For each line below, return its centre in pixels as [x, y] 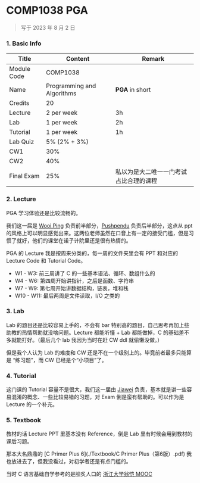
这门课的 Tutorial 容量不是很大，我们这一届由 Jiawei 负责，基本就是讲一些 [96, 389]
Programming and [71, 86]
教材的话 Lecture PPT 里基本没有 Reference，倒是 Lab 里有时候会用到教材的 [99, 434]
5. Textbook [24, 420]
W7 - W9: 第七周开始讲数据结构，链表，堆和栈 [72, 288]
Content [78, 59]
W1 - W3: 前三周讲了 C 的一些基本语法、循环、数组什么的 [85, 273]
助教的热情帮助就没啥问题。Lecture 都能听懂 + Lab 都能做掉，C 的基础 [93, 332]
